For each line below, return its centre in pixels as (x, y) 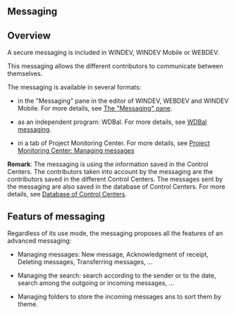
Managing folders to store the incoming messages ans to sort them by (119, 297)
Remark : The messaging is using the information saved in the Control (108, 164)
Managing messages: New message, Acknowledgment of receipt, (113, 255)
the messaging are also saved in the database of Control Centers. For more (116, 187)
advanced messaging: (39, 241)
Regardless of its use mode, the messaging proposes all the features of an (115, 233)
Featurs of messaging (56, 216)
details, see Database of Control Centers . (67, 194)
